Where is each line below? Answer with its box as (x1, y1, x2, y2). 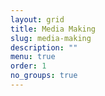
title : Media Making (10, 24, 97, 34)
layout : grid (10, 14, 65, 25)
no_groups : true (10, 71, 78, 81)
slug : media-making (10, 33, 92, 43)
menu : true (10, 52, 56, 62)
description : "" (10, 42, 78, 53)
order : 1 (10, 61, 47, 71)
